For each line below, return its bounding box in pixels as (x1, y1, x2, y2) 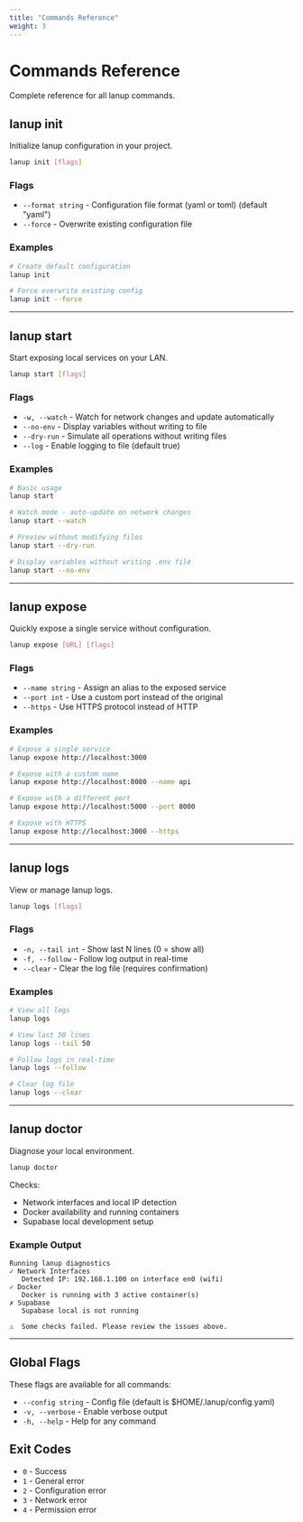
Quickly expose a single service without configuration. (9, 623, 212, 634)
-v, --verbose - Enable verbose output (22, 1406, 169, 1416)
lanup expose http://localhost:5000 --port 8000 (9, 802, 196, 812)
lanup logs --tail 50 (9, 1038, 91, 1047)
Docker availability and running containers (22, 1206, 179, 1217)
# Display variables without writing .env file (9, 557, 192, 567)
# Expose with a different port (9, 794, 131, 803)
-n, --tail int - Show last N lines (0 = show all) (22, 944, 205, 955)
